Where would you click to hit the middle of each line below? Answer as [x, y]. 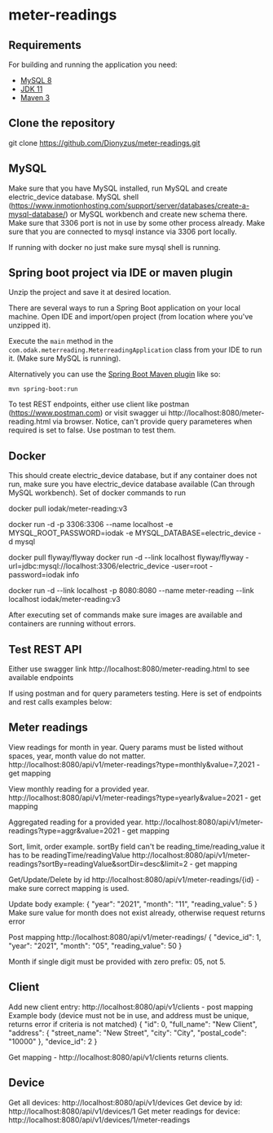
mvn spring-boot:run [44, 389]
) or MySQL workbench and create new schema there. [156, 214]
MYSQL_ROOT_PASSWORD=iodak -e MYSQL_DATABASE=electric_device [132, 533]
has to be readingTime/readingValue [69, 855]
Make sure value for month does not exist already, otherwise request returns [137, 912]
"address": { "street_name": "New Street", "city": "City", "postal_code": [128, 1033]
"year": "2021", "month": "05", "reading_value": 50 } [95, 946]
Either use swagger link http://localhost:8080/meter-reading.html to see [129, 669]
